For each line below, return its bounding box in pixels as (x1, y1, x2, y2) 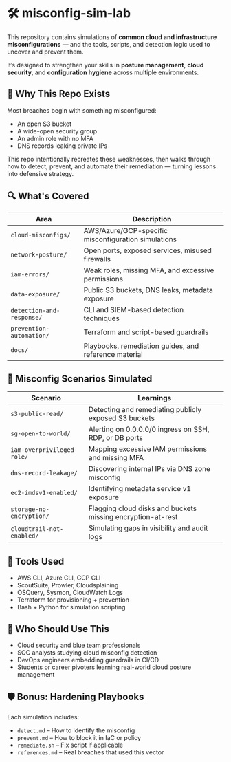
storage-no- (10, 505, 50, 513)
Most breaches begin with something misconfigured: (7, 106, 157, 114)
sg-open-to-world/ (10, 430, 71, 437)
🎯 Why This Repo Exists (7, 88, 111, 100)
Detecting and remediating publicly (88, 405, 201, 415)
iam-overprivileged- (10, 446, 78, 454)
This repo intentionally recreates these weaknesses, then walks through (7, 155, 211, 163)
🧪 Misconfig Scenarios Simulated (7, 373, 153, 384)
